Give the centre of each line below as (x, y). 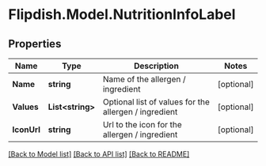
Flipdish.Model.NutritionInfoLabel (122, 15)
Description (156, 66)
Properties (35, 44)
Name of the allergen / (144, 79)
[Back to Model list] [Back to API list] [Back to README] (99, 154)
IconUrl (27, 130)
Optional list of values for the (156, 102)
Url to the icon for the (142, 124)
